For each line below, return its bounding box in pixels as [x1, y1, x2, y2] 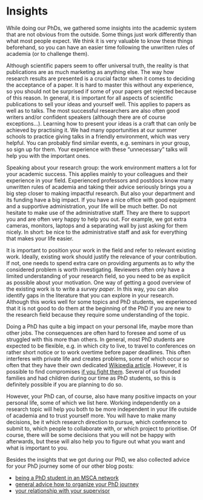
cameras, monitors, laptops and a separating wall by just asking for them [6, 221, 188, 229]
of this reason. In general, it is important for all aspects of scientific [6, 94, 173, 101]
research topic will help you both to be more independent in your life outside [6, 405, 197, 413]
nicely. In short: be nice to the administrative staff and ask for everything [6, 228, 188, 235]
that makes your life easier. [6, 235, 74, 242]
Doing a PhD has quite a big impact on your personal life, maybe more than [6, 323, 194, 330]
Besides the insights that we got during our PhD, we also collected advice [6, 456, 190, 463]
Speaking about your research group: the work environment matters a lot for [6, 164, 197, 171]
